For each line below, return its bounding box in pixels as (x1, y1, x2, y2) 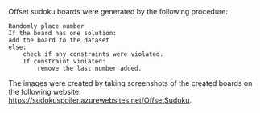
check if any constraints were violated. (23, 50, 163, 59)
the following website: (8, 87, 82, 96)
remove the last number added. (37, 64, 142, 72)
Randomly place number (8, 22, 85, 30)
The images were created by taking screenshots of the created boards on (8, 79, 253, 87)
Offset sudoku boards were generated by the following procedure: (8, 7, 228, 16)
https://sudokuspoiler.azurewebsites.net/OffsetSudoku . (8, 95, 192, 105)
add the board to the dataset (8, 36, 110, 44)
